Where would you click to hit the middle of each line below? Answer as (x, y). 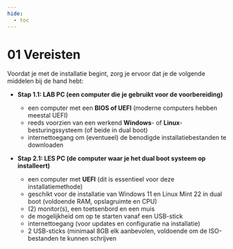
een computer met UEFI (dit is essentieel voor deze (101, 179)
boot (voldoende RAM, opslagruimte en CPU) (93, 202)
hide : (15, 14)
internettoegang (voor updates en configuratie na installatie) (114, 224)
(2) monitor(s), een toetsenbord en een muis (91, 209)
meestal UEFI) (48, 115)
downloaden (46, 145)
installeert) (34, 166)
